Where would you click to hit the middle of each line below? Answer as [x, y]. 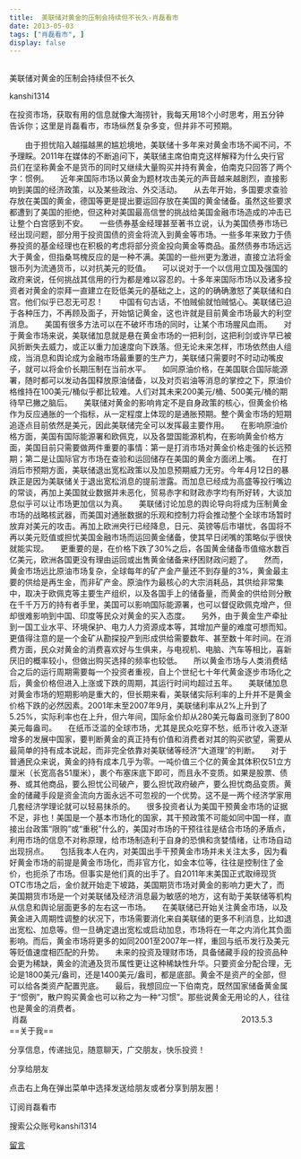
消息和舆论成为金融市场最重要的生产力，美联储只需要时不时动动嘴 [154, 357]
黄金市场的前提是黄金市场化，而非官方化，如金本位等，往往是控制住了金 [150, 862]
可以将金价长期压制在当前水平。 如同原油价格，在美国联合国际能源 [160, 369]
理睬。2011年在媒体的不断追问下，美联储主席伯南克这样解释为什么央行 [146, 156]
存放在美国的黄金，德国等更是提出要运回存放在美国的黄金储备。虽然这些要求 [150, 200]
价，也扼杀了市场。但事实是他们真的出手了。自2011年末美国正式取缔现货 [143, 873]
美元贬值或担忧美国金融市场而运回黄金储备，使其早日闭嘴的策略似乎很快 [158, 537]
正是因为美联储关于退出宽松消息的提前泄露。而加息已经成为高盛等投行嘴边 [154, 481]
